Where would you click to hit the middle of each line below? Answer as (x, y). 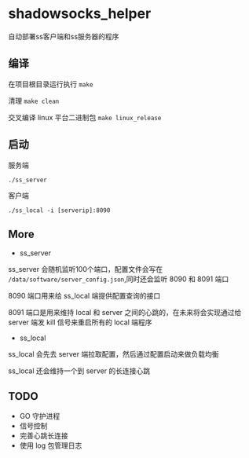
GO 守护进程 (40, 416)
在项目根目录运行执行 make (51, 84)
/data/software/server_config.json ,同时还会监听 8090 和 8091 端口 (119, 279)
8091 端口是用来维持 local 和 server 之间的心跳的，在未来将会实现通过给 (125, 313)
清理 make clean (34, 101)
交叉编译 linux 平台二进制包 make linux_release (85, 117)
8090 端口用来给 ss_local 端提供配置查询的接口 (84, 296)
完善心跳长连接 (44, 436)
